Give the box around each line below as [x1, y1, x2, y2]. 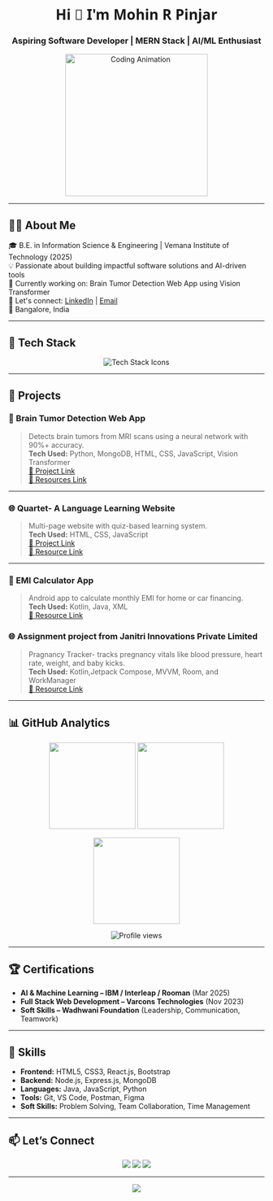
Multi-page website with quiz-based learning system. [28, 521, 207, 531]
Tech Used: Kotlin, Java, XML [28, 602, 128, 611]
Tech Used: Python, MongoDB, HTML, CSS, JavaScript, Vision [28, 448, 238, 459]
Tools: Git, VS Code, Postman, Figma [19, 1093, 145, 1103]
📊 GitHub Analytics [8, 716, 110, 730]
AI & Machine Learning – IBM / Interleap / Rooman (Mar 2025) [19, 988, 230, 998]
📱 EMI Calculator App [8, 575, 94, 586]
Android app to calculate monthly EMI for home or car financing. [28, 594, 244, 603]
